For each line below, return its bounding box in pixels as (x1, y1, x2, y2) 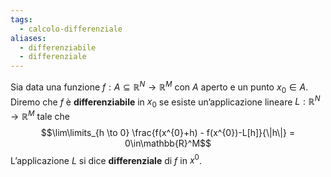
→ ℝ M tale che (10, 109, 70, 122)
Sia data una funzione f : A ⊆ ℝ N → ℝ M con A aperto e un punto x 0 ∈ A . (10, 79, 309, 95)
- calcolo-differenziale (19, 24, 123, 34)
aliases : (10, 33, 47, 43)
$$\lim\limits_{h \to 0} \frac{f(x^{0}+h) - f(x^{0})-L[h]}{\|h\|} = (40, 126, 296, 138)
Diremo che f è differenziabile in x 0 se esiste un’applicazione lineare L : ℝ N (10, 94, 321, 110)
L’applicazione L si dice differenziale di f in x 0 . (10, 152, 202, 166)
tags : (10, 14, 33, 25)
